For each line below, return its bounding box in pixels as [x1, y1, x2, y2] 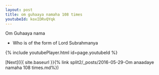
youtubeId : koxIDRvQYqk [5, 16, 56, 21]
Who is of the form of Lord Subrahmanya [12, 40, 98, 46]
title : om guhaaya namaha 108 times [5, 12, 83, 17]
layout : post [5, 7, 33, 12]
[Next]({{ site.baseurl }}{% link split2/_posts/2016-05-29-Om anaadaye [5, 59, 154, 65]
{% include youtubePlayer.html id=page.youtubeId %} [5, 49, 118, 55]
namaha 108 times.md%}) [5, 64, 59, 70]
